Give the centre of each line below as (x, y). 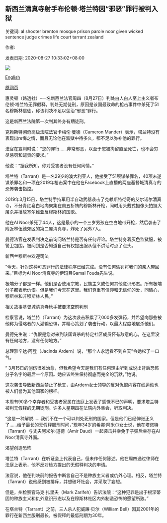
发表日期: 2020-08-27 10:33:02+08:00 (45, 58)
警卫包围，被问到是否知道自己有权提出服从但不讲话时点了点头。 (70, 245)
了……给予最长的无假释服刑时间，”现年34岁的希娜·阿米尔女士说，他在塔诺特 (82, 425)
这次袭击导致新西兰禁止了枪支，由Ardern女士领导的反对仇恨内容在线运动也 (82, 385)
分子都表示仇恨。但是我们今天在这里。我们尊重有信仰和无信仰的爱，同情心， (83, 290)
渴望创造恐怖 (18, 448)
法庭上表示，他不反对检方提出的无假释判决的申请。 (57, 465)
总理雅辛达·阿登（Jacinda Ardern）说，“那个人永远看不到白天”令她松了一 (80, 351)
